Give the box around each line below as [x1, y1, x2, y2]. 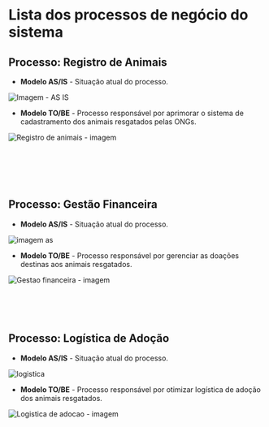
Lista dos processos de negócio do [8, 6, 249, 24]
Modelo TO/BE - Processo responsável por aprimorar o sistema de [20, 108, 244, 118]
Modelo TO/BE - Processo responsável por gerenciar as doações [20, 250, 240, 261]
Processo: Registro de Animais [8, 55, 168, 69]
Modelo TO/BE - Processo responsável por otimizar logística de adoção [20, 384, 262, 395]
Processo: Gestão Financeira [8, 197, 158, 212]
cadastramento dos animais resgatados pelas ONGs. [20, 117, 197, 127]
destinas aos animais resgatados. [20, 259, 132, 269]
